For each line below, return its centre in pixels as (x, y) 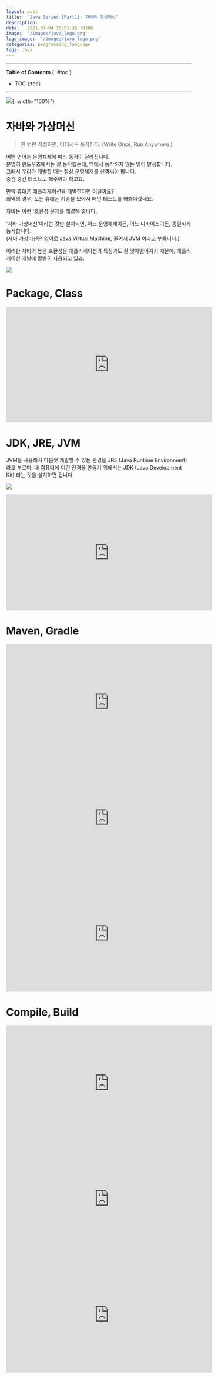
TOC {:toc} (28, 84)
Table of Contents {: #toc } (39, 72)
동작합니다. (19, 231)
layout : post (22, 11)
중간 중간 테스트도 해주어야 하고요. (45, 179)
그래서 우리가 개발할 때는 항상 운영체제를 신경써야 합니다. (71, 171)
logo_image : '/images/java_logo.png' (53, 39)
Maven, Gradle (43, 631)
